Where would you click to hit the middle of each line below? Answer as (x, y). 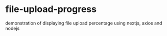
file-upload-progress (51, 9)
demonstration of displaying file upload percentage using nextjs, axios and (84, 23)
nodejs (13, 28)
